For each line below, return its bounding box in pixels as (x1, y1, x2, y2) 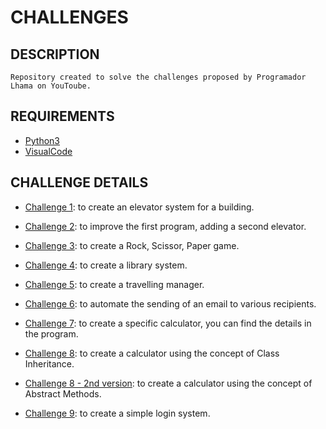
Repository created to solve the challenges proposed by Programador (10, 72, 307, 82)
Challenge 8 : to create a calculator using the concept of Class (24, 347, 280, 359)
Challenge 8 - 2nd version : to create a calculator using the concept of (24, 377, 313, 389)
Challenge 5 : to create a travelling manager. (24, 278, 205, 290)
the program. (24, 327, 79, 340)
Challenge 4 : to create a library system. (24, 259, 188, 271)
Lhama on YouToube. (10, 81, 92, 91)
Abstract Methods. (24, 387, 102, 400)
